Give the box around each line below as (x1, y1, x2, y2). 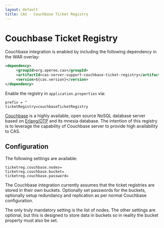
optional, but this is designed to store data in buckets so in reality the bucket (5, 212, 159, 218)
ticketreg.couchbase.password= (5, 173, 69, 178)
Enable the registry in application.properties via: (5, 90, 106, 96)
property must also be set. (5, 217, 59, 223)
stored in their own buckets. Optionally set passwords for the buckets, (5, 187, 146, 193)
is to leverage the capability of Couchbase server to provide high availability (5, 123, 158, 129)
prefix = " (5, 100, 27, 105)
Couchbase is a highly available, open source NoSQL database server (5, 113, 145, 119)
